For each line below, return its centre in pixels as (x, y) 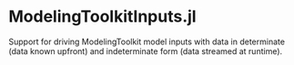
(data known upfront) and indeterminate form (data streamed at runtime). (146, 51)
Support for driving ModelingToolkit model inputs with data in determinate (147, 42)
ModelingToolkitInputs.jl (102, 17)
